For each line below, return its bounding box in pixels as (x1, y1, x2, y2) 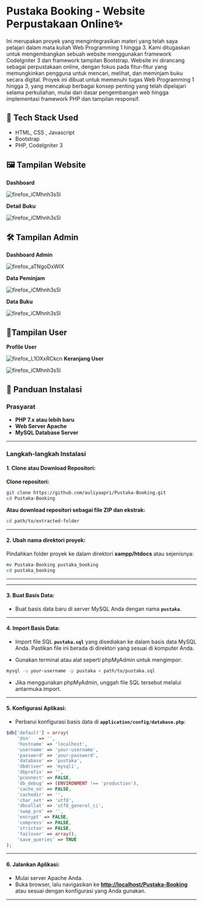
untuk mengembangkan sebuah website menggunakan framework (6, 50, 172, 57)
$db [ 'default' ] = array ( (6, 730, 69, 736)
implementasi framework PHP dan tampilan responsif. (6, 95, 140, 102)
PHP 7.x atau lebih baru (14, 416, 74, 423)
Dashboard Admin (6, 251, 53, 259)
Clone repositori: (6, 478, 50, 485)
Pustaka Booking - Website (6, 4, 146, 18)
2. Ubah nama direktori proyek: (6, 536, 86, 544)
